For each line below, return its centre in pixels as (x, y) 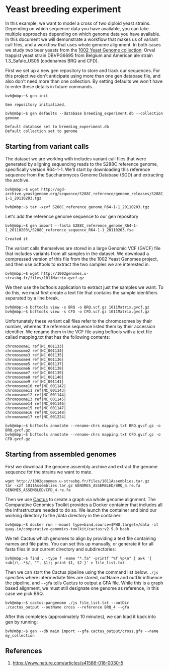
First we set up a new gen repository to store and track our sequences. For (83, 70)
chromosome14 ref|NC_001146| (36, 404)
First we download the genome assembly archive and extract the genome (81, 466)
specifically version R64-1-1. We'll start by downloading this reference (78, 169)
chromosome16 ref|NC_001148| (36, 412)
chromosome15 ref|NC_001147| (36, 408)
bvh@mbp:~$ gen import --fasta (38, 225)
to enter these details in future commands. (49, 86)
